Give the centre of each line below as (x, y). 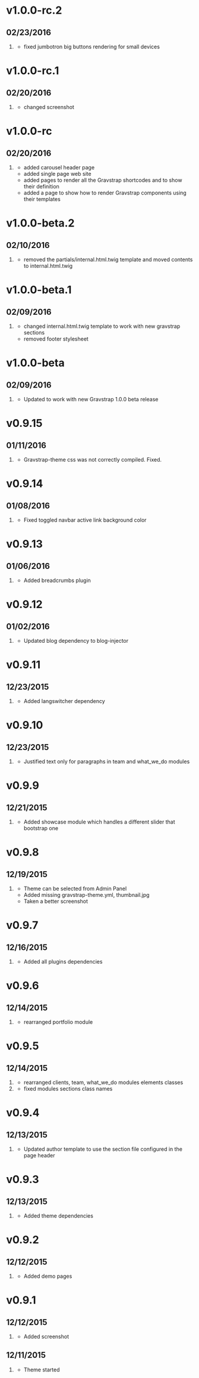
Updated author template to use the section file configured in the (103, 1149)
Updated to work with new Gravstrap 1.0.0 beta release (91, 399)
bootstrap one (41, 828)
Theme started (42, 1370)
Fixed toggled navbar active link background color (85, 520)
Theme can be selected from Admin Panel (75, 888)
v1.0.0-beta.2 (40, 223)
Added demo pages (48, 1276)
